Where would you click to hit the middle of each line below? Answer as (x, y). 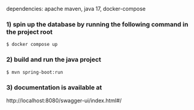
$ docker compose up (32, 45)
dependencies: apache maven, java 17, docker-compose (76, 9)
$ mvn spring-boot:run (35, 72)
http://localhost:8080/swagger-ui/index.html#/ (64, 100)
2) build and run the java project (54, 60)
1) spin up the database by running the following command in (97, 24)
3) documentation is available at (54, 87)
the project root (30, 31)
